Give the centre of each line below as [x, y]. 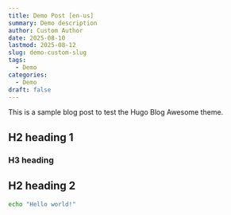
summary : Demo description [53, 23]
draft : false [30, 90]
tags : [17, 61]
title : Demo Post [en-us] [51, 16]
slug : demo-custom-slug [48, 53]
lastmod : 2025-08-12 [42, 45]
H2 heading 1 [41, 137]
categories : [28, 75]
